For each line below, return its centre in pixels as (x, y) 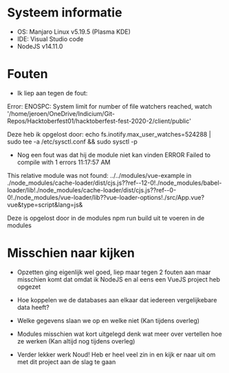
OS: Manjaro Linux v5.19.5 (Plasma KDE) (74, 32)
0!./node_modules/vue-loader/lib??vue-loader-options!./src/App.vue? (106, 197)
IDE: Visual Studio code (50, 38)
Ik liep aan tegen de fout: (52, 93)
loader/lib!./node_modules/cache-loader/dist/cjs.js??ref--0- (92, 190)
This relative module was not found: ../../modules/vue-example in (99, 175)
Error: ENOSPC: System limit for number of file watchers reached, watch (110, 106)
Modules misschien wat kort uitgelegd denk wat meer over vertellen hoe (119, 334)
